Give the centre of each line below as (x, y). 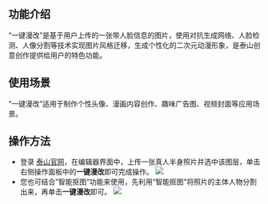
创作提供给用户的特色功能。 (60, 55)
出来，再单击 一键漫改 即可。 (66, 192)
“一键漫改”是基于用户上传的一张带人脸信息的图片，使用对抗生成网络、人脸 (131, 35)
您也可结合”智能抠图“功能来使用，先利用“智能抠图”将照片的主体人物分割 (138, 182)
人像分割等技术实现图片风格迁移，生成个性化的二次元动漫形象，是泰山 (138, 45)
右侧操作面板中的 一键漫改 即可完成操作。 (86, 172)
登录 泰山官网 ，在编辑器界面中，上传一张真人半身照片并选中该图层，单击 (140, 162)
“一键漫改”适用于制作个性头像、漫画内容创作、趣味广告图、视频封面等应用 (131, 103)
